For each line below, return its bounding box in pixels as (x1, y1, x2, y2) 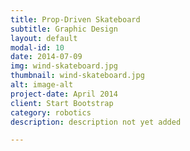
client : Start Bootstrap (10, 98, 114, 108)
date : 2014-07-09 (10, 52, 83, 62)
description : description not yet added (10, 117, 182, 127)
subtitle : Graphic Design (10, 24, 118, 34)
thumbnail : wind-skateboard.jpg (10, 71, 145, 81)
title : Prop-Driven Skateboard (10, 14, 141, 25)
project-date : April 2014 (10, 89, 118, 99)
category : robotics (10, 107, 92, 118)
